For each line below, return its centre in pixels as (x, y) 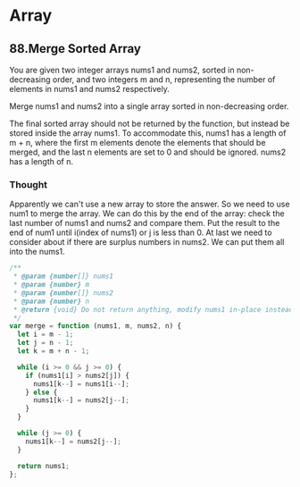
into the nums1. (37, 252)
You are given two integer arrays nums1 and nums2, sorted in (122, 70)
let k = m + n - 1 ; (54, 351)
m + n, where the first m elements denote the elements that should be (137, 143)
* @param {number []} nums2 (63, 293)
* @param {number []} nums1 (63, 277)
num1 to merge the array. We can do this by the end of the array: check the (147, 214)
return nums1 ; (43, 466)
